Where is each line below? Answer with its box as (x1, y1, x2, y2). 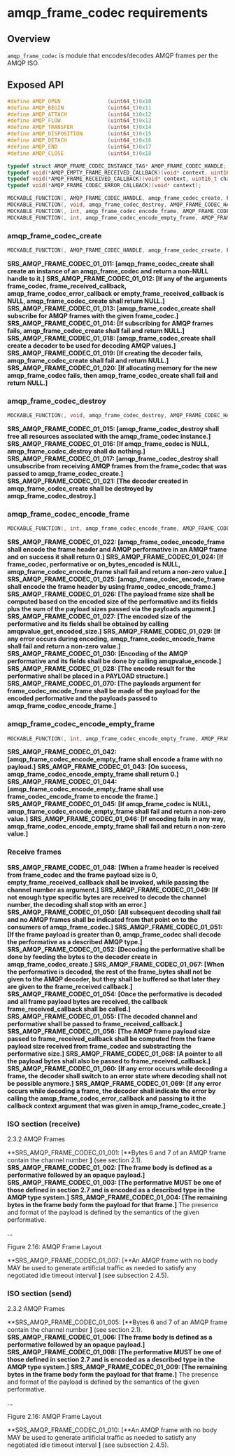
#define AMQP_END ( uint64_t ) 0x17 (7, 143, 152, 150)
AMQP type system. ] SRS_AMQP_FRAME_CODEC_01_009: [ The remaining (7, 1363, 227, 1371)
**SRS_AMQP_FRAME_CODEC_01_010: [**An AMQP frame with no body (7, 1426, 218, 1434)
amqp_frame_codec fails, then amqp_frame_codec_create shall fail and (7, 371, 218, 379)
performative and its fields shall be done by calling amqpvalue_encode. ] (7, 657, 222, 665)
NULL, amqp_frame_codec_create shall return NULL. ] (7, 297, 165, 305)
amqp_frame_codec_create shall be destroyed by (7, 484, 154, 493)
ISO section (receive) (7, 1119, 80, 1129)
